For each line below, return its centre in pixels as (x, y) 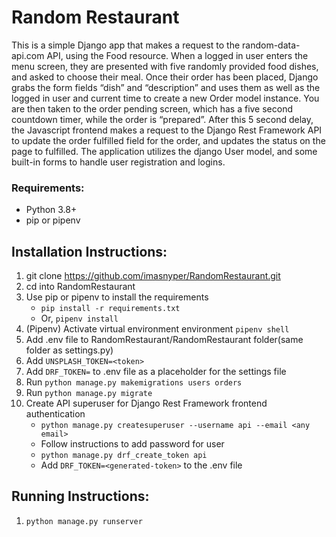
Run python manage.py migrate (89, 393)
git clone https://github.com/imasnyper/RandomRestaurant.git (153, 276)
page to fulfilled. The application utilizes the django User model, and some (164, 151)
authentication (55, 414)
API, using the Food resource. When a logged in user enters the (177, 55)
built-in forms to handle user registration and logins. (118, 162)
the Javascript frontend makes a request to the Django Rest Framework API (167, 130)
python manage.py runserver (84, 521)
